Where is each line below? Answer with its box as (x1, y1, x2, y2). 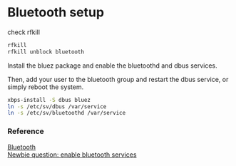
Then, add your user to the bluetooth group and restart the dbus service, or (7, 75, 229, 83)
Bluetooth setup (7, 4, 105, 21)
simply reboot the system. (7, 83, 84, 91)
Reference (7, 126, 44, 136)
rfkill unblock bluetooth (7, 48, 84, 56)
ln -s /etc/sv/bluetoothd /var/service (7, 110, 126, 117)
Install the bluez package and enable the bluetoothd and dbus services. (7, 61, 217, 70)
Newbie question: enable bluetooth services (7, 150, 137, 159)
